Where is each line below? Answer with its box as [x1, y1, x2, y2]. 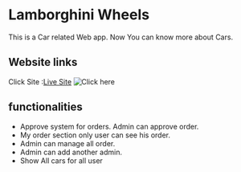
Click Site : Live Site [8, 76, 72, 86]
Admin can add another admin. [19, 147, 123, 157]
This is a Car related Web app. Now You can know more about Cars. [8, 32, 234, 42]
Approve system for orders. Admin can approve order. [19, 121, 199, 131]
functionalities [8, 100, 83, 114]
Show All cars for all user [19, 155, 103, 166]
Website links [8, 55, 78, 69]
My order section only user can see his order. [19, 130, 171, 140]
